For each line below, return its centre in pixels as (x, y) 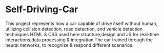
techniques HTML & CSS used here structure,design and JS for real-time (82, 34)
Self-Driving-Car (42, 9)
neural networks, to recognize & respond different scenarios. (69, 45)
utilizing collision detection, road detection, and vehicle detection (74, 29)
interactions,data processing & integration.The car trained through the (79, 40)
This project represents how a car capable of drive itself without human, (81, 23)
